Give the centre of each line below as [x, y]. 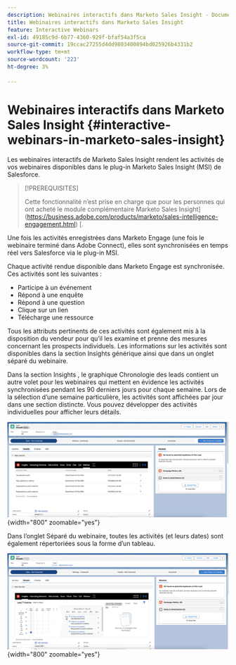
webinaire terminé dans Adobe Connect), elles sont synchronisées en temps [118, 245]
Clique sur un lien [43, 310]
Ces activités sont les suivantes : [55, 274]
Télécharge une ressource [55, 317]
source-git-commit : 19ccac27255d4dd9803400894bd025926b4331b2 [100, 45]
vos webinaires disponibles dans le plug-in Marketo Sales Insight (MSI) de [114, 167]
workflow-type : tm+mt [39, 52]
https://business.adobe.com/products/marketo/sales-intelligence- [123, 216]
